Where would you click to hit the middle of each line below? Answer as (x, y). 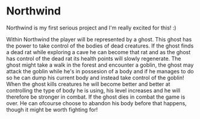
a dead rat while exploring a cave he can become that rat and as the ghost (98, 52)
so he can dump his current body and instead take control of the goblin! (95, 78)
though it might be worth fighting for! (52, 109)
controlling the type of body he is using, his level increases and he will (93, 90)
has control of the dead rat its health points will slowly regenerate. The (94, 58)
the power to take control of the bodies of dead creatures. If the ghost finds (100, 46)
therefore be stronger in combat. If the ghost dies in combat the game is (96, 97)
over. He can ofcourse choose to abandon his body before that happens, (96, 103)
